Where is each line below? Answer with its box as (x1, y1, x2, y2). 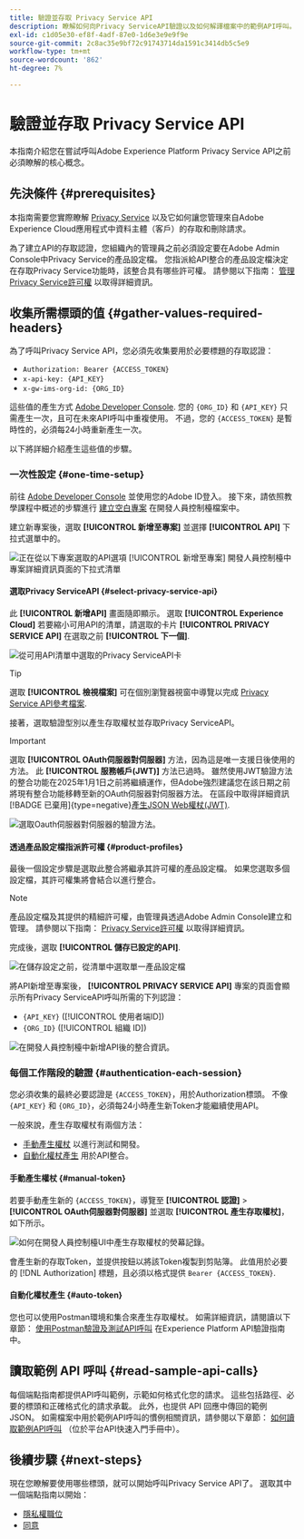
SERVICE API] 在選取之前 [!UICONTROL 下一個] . (9, 630, 191, 641)
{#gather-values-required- (107, 306, 263, 321)
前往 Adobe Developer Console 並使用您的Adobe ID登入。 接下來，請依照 (9, 491, 284, 502)
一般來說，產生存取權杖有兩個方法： (9, 1120, 145, 1131)
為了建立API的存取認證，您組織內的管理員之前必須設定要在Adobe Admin (9, 242, 279, 253)
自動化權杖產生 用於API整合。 (22, 1150, 134, 1162)
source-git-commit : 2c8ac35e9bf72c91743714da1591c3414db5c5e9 (9, 38, 250, 48)
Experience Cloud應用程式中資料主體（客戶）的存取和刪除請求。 (9, 223, 251, 234)
